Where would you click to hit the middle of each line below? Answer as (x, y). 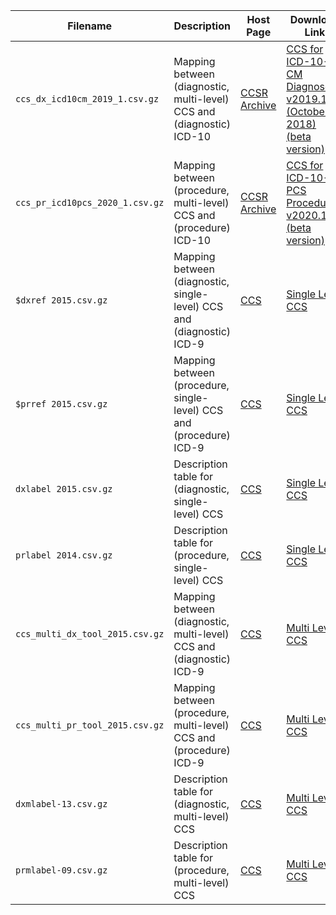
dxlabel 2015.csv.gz (64, 489)
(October (307, 111)
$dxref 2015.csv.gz (61, 300)
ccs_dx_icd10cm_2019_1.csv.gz (87, 99)
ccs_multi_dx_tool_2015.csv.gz (90, 634)
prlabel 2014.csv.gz (64, 555)
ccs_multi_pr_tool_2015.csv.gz (90, 725)
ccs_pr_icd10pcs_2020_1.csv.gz (90, 202)
